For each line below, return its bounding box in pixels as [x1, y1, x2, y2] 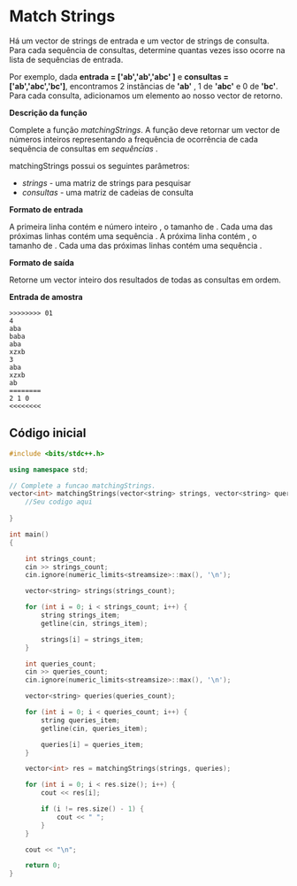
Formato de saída [9, 257, 75, 267]
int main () [9, 529, 49, 539]
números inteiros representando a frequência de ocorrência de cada [9, 134, 258, 144]
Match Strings [9, 6, 116, 27]
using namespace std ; [9, 465, 89, 474]
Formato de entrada [9, 204, 84, 214]
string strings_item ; [41, 611, 121, 620]
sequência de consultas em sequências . [9, 143, 158, 154]
